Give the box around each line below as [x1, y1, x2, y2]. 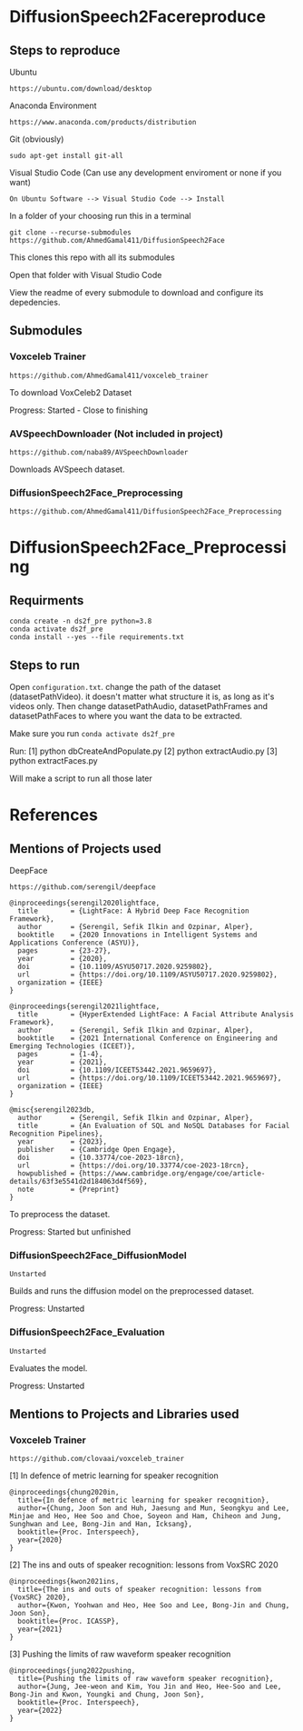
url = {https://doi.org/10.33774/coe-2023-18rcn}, [17, 1161, 249, 1170]
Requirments [9, 593, 84, 608]
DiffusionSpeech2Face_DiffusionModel [9, 1249, 188, 1262]
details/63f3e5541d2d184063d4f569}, [9, 1177, 148, 1186]
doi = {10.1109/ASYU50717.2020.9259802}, [17, 962, 213, 972]
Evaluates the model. [9, 1362, 88, 1374]
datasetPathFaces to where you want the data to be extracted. [9, 711, 243, 722]
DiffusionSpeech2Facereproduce [9, 6, 266, 27]
